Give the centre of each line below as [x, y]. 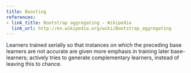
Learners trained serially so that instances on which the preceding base [94, 45]
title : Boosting [26, 12]
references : [21, 17]
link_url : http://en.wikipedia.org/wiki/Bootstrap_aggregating [91, 28]
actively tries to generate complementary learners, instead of [104, 58]
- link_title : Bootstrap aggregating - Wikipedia [69, 23]
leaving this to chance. [34, 64]
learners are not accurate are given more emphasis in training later [88, 52]
